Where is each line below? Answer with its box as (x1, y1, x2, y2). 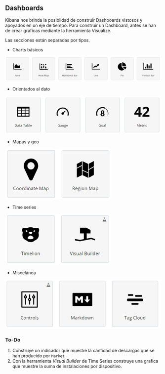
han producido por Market (12, 353, 65, 359)
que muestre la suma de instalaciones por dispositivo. (12, 363, 122, 370)
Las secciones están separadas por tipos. (5, 37, 90, 43)
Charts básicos (12, 46, 43, 52)
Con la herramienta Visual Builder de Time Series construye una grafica (12, 358, 159, 364)
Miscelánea (12, 269, 36, 276)
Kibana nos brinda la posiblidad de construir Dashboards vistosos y (5, 17, 143, 23)
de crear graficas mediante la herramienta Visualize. (5, 27, 112, 34)
